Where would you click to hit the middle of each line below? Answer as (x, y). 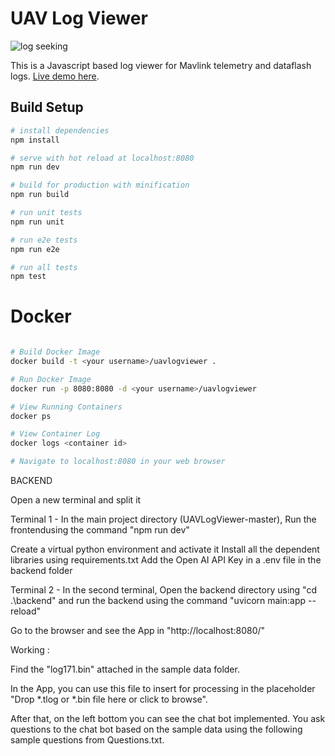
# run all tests (44, 267)
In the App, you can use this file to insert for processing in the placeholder (163, 689)
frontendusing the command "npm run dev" (100, 530)
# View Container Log (55, 434)
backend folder (41, 571)
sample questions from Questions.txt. (87, 740)
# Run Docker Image (51, 379)
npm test (28, 277)
